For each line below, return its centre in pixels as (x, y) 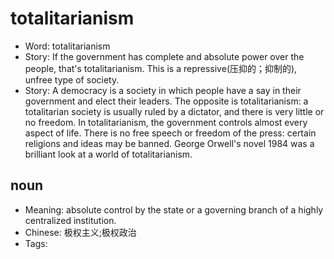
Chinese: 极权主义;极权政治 (80, 232)
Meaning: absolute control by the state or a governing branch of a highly (174, 209)
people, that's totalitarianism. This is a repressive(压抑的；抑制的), (161, 68)
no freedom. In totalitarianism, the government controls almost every (166, 122)
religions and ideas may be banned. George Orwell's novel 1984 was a (169, 143)
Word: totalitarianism (67, 46)
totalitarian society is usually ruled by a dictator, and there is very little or (174, 111)
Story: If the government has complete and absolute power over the (164, 56)
